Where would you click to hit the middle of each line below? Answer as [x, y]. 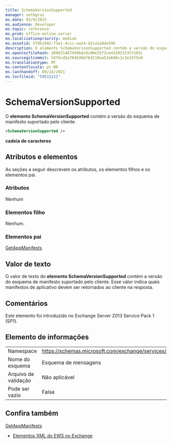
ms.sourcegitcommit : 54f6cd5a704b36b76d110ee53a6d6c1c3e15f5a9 [74, 58]
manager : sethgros [25, 15]
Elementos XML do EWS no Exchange [53, 435]
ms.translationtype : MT [31, 62]
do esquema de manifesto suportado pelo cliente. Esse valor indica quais [82, 282]
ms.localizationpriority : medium [41, 39]
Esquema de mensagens [71, 363]
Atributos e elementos [41, 157]
